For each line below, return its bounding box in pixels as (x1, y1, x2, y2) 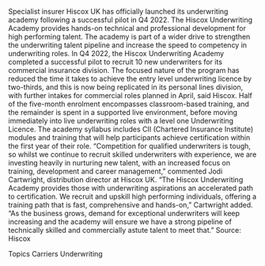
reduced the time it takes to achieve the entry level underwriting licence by (8, 74, 252, 83)
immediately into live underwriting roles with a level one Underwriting (8, 116, 234, 125)
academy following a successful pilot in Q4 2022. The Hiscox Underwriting (8, 15, 253, 25)
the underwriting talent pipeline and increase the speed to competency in (8, 40, 248, 50)
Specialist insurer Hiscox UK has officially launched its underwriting (8, 7, 229, 16)
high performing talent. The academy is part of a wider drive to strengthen (8, 32, 251, 41)
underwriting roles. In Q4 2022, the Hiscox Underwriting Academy (8, 49, 225, 58)
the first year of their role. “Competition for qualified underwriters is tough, (8, 142, 252, 150)
